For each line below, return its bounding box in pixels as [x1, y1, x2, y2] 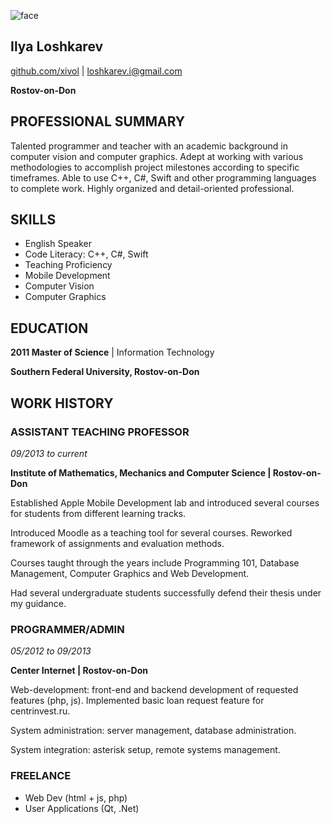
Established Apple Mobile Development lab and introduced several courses [10, 496, 320, 509]
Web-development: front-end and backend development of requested [10, 684, 299, 696]
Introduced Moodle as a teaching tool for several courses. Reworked [10, 526, 293, 539]
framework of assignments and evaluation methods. [10, 537, 225, 549]
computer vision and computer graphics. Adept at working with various [10, 150, 304, 162]
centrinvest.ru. [10, 705, 71, 717]
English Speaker [24, 238, 92, 250]
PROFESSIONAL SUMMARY [10, 113, 186, 130]
